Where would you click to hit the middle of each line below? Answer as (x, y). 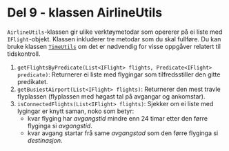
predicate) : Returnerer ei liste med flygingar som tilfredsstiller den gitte (119, 74)
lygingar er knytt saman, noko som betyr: (76, 111)
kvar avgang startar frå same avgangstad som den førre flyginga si (123, 133)
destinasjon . (45, 140)
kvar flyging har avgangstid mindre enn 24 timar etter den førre (118, 118)
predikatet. (32, 81)
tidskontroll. (24, 54)
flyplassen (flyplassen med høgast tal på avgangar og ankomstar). (111, 96)
